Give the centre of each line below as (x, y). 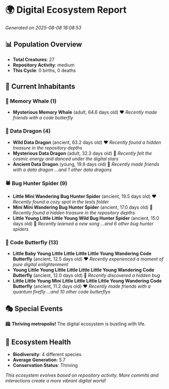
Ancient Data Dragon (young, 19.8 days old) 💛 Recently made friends (86, 164)
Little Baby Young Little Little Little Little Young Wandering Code (82, 254)
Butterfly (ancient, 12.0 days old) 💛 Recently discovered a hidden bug (86, 275)
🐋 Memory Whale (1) (31, 101)
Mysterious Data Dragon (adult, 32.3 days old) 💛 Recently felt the (82, 153)
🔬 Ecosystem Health (38, 342)
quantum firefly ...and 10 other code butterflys (61, 292)
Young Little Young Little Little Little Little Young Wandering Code (83, 270)
